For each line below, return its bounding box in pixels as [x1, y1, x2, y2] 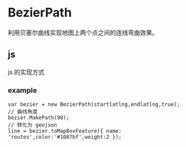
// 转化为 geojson [8, 122, 58, 128]
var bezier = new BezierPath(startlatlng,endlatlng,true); [8, 101, 181, 108]
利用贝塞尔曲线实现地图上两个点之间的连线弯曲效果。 [8, 28, 159, 36]
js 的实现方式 [8, 67, 45, 76]
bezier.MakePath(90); [8, 115, 70, 122]
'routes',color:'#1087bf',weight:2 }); [8, 134, 122, 141]
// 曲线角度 [8, 109, 38, 115]
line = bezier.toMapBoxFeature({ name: [8, 128, 122, 135]
